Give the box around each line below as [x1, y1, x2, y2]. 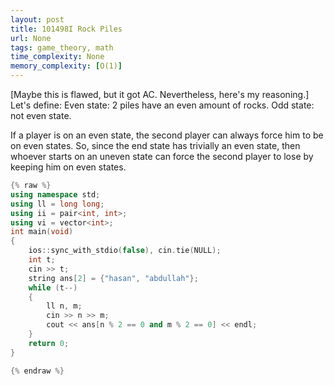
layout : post [10, 14, 65, 25]
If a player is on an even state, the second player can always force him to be [10, 129, 324, 141]
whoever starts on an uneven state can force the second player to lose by [10, 151, 314, 162]
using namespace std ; [10, 189, 101, 200]
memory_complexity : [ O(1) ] [10, 61, 123, 71]
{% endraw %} [10, 366, 65, 376]
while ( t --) [28, 282, 78, 293]
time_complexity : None [10, 52, 105, 62]
